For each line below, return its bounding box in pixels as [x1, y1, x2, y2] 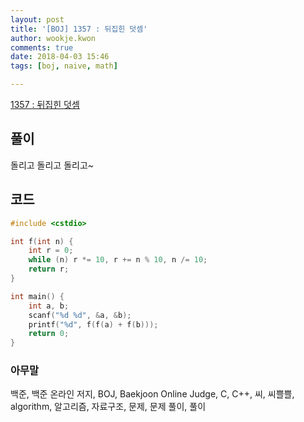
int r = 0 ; [28, 246, 74, 256]
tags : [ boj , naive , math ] [10, 61, 118, 71]
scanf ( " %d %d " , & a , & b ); [28, 310, 132, 320]
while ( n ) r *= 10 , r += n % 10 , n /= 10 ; [28, 255, 208, 265]
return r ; [28, 264, 70, 275]
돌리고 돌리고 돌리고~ [10, 159, 95, 171]
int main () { [10, 291, 65, 301]
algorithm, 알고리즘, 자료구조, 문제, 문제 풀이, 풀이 [10, 401, 207, 413]
